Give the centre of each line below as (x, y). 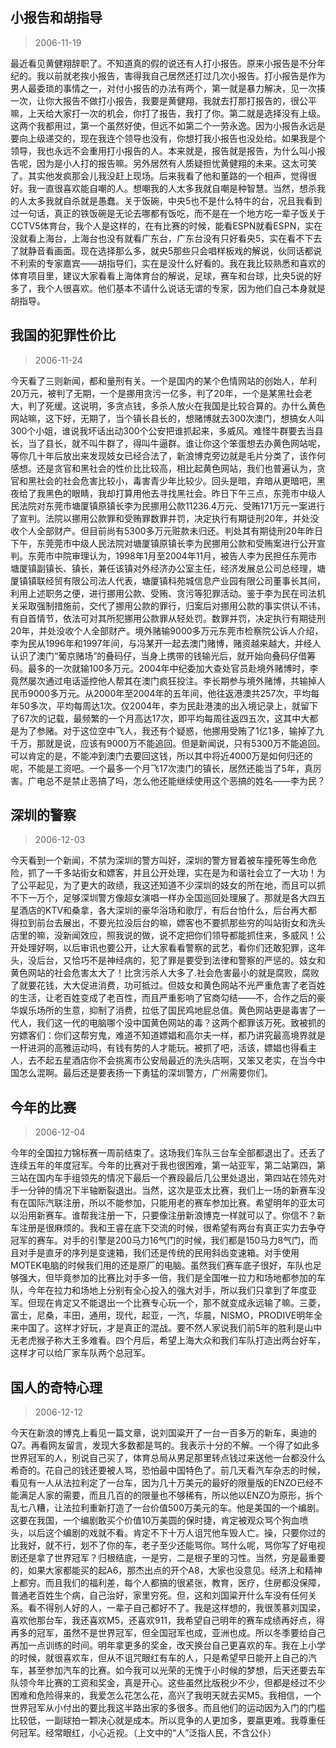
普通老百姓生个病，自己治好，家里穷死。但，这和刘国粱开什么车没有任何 (159, 1595)
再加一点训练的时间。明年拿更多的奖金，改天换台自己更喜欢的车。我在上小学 (168, 1645)
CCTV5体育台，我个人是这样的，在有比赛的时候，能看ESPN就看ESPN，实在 (166, 225)
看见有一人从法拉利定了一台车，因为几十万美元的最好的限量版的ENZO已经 (162, 1483)
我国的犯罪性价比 (63, 335)
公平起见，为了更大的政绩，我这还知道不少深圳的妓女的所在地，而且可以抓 (172, 885)
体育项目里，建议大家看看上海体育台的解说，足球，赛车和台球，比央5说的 (162, 275)
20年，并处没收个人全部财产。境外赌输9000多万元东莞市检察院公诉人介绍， (167, 630)
